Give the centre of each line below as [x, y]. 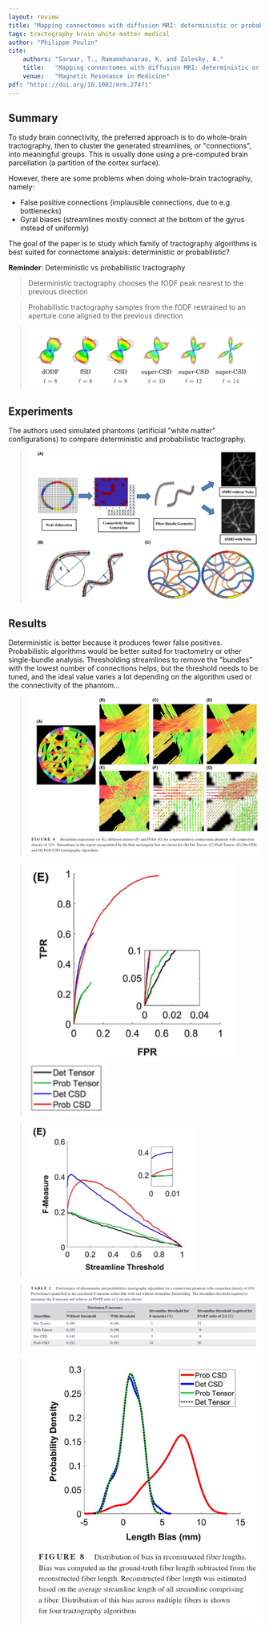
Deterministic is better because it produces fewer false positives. [115, 643]
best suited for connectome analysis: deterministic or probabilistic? [119, 252]
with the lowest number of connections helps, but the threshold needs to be [133, 668]
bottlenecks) [41, 211]
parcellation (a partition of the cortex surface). [84, 163]
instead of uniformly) [54, 228]
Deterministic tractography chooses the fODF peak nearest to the [136, 283]
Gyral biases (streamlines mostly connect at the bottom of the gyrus [132, 220]
